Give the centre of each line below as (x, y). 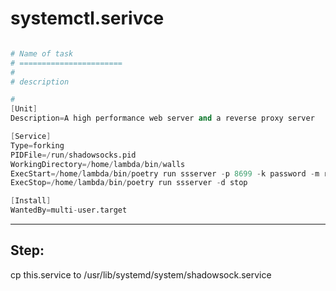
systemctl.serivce (87, 18)
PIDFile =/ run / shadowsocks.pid (73, 155)
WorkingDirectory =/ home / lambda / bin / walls (98, 164)
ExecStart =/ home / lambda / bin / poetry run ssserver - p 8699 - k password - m (165, 173)
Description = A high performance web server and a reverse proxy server (162, 118)
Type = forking (37, 145)
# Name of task (42, 53)
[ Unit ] (24, 109)
